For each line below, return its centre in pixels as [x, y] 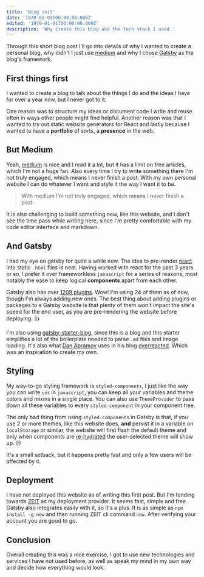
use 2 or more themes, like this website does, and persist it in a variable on [100, 423]
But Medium [30, 150]
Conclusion [29, 540]
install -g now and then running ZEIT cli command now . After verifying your [101, 514]
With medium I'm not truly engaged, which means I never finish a [102, 196]
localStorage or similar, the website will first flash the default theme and [97, 430]
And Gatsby [29, 246]
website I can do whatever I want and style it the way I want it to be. [91, 184]
